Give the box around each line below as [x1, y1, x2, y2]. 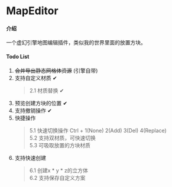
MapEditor [6, 4, 59, 18]
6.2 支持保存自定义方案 [29, 174, 86, 181]
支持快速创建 [14, 154, 46, 161]
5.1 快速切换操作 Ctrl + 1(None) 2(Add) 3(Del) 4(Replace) [29, 127, 167, 134]
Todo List [6, 53, 30, 60]
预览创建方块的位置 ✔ [14, 99, 68, 107]
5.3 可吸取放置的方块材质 [29, 141, 90, 149]
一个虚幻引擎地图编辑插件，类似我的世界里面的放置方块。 [6, 39, 146, 46]
